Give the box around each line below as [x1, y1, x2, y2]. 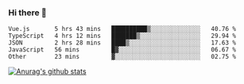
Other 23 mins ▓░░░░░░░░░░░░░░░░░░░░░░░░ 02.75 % [8, 53, 237, 61]
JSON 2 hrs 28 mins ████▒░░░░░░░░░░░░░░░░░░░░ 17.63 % [8, 39, 237, 47]
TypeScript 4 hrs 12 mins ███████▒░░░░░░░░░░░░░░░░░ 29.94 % [8, 32, 237, 40]
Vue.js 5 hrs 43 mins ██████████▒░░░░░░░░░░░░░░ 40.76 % [8, 25, 237, 33]
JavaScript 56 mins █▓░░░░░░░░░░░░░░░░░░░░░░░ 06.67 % [8, 46, 237, 54]
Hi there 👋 [8, 7, 48, 18]
